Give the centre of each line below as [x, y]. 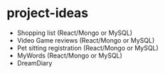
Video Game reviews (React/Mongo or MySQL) [86, 40]
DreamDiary [34, 63]
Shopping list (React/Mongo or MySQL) [75, 33]
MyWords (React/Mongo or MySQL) [69, 55]
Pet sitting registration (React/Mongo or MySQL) [88, 48]
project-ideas [48, 13]
